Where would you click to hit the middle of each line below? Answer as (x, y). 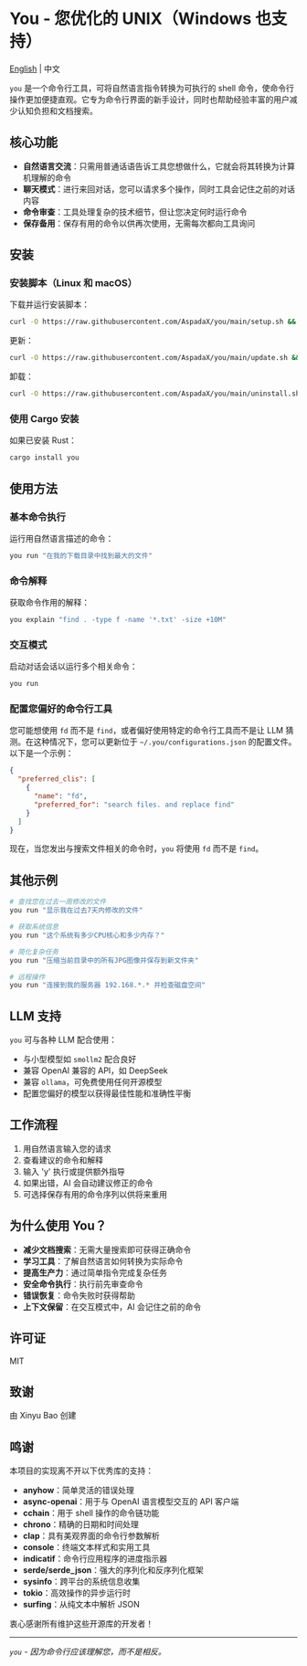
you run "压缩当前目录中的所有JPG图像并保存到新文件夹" (104, 960)
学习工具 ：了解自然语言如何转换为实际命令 (103, 1260)
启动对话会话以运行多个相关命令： (74, 667)
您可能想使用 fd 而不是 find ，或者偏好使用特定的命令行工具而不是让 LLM (147, 731)
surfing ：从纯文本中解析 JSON (81, 1605)
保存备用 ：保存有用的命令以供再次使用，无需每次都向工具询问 (139, 223)
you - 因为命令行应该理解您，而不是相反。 (88, 1652)
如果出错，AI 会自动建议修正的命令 (88, 1183)
